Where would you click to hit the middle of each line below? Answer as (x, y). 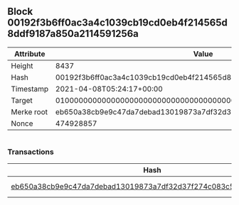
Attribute (30, 54)
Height (22, 65)
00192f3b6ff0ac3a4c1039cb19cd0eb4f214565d (117, 23)
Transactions (31, 152)
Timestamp (30, 89)
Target (22, 100)
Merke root (30, 111)
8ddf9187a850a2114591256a (73, 34)
